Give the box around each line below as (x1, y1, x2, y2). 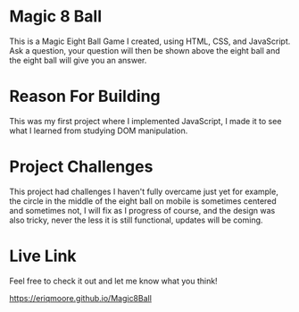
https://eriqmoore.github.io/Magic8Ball (9, 292, 152, 303)
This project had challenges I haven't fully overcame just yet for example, (9, 186, 278, 197)
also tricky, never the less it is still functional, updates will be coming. (9, 215, 263, 225)
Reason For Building (9, 87, 161, 106)
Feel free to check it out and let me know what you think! (9, 275, 218, 286)
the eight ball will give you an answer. (9, 55, 147, 65)
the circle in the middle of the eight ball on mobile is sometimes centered (9, 195, 277, 207)
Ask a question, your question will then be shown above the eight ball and (9, 45, 281, 55)
